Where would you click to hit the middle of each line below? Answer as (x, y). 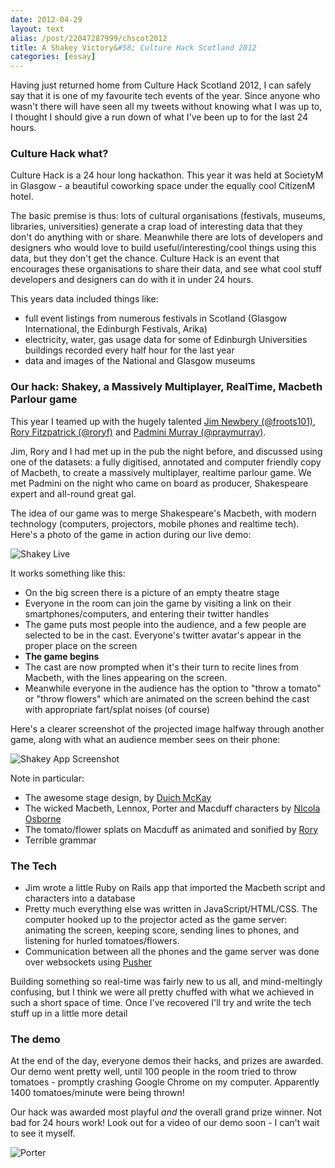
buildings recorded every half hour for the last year (129, 350)
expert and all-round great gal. (73, 493)
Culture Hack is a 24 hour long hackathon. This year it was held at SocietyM (167, 175)
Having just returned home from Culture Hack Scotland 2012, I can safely (161, 85)
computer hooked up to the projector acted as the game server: (156, 920)
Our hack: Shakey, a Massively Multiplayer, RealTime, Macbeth (166, 387)
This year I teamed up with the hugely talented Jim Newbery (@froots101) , (163, 421)
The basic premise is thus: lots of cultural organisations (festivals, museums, (168, 216)
